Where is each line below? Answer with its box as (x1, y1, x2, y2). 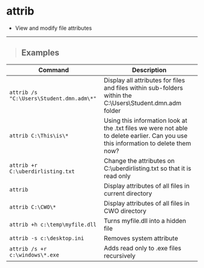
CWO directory (104, 207, 147, 215)
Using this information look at (104, 116, 188, 125)
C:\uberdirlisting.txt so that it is (104, 164, 191, 173)
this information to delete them (104, 139, 191, 147)
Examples (21, 47, 59, 58)
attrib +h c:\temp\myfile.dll (9, 221, 97, 228)
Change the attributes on (104, 156, 175, 165)
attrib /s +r (9, 245, 47, 252)
